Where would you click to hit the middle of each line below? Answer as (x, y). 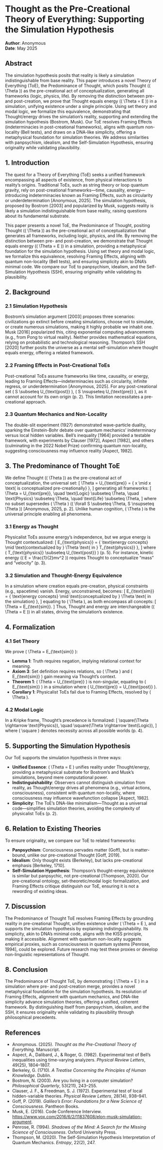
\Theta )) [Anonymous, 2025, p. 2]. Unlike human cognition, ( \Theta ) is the (80, 508)
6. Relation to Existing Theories (53, 829)
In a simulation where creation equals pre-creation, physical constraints (77, 586)
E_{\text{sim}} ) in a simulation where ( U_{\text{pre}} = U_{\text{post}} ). (84, 687)
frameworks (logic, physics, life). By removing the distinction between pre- (80, 96)
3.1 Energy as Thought (32, 526)
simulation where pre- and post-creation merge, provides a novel (70, 986)
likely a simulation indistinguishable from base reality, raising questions (76, 210)
